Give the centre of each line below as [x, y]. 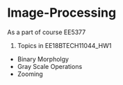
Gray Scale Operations [50, 66]
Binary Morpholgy [43, 59]
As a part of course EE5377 [47, 32]
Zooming [30, 74]
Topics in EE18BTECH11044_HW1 [64, 45]
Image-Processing [62, 13]
